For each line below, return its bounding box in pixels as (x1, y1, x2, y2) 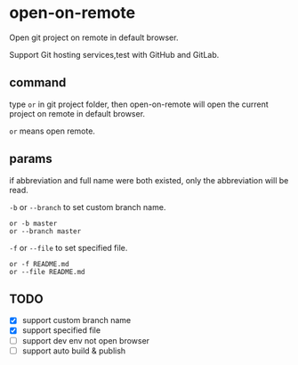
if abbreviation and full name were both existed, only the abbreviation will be (9, 174, 289, 185)
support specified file (21, 325, 101, 336)
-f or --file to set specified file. (9, 242, 128, 253)
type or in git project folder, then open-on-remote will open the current (9, 99, 269, 109)
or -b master (9, 219, 58, 228)
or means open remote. (9, 126, 96, 136)
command (9, 75, 67, 91)
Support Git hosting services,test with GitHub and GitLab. (9, 49, 220, 60)
